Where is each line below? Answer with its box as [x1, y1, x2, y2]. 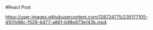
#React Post [5, 4, 31, 10]
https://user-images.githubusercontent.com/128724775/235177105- [5, 14, 148, 19]
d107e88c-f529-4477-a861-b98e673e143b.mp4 [5, 19, 107, 25]
